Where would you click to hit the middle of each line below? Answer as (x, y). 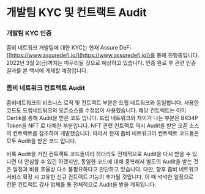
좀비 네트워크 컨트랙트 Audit (46, 88)
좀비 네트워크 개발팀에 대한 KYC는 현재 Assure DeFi (69, 48)
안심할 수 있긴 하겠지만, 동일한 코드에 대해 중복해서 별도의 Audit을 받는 (108, 161)
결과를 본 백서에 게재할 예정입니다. (47, 70)
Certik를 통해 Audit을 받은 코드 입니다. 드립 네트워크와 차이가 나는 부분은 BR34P (102, 118)
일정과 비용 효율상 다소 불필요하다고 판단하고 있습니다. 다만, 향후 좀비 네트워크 (106, 169)
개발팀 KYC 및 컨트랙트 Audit (76, 13)
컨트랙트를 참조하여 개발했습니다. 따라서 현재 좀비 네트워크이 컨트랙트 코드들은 (106, 133)
